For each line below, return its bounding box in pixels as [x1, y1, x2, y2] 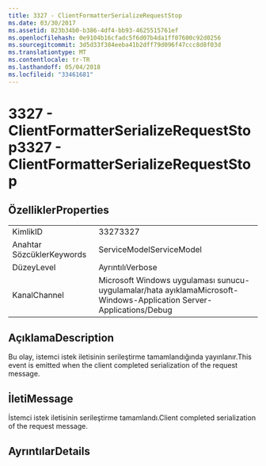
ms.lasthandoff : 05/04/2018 [8, 63, 101, 71]
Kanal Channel [12, 289, 65, 300]
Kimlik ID [12, 226, 44, 237]
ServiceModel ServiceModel [98, 243, 202, 254]
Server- [181, 294, 212, 305]
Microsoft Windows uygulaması [98, 274, 215, 285]
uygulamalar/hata [98, 285, 164, 296]
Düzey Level [12, 262, 56, 273]
